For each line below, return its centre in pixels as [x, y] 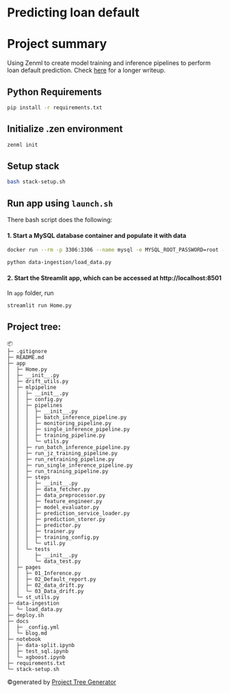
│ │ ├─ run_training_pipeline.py [58, 471]
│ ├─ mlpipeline [32, 387]
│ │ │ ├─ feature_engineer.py [55, 501]
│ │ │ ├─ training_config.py [53, 537]
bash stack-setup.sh [37, 182]
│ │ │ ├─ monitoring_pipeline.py [59, 423]
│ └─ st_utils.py [33, 597]
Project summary [57, 44]
